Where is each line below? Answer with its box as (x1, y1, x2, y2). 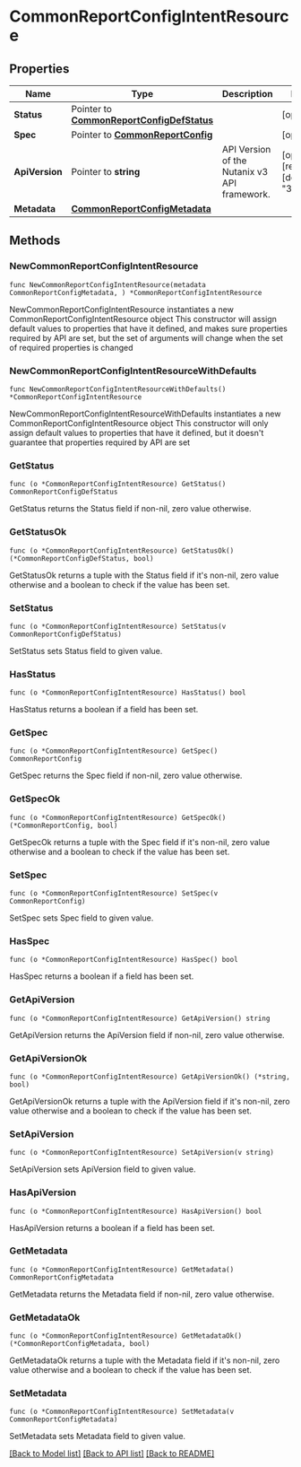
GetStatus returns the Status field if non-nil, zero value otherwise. (9, 503, 252, 514)
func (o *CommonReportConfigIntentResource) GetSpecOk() (9, 813, 227, 822)
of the (222, 154, 247, 167)
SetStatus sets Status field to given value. (9, 645, 163, 656)
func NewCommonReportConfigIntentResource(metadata (9, 280, 206, 289)
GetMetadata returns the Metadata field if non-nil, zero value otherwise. (9, 1288, 275, 1299)
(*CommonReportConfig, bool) (9, 821, 118, 830)
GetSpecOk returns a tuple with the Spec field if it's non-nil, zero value (9, 836, 271, 847)
